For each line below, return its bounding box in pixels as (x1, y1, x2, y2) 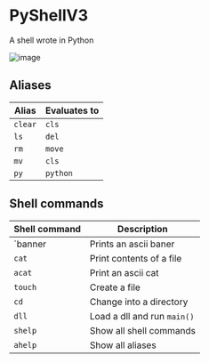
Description (117, 222, 169, 235)
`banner (13, 238, 47, 250)
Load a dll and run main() (89, 310, 195, 322)
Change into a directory (89, 295, 189, 308)
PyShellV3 (9, 5, 89, 26)
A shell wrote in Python (9, 35, 94, 45)
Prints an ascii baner (89, 238, 175, 250)
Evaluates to (44, 104, 100, 117)
